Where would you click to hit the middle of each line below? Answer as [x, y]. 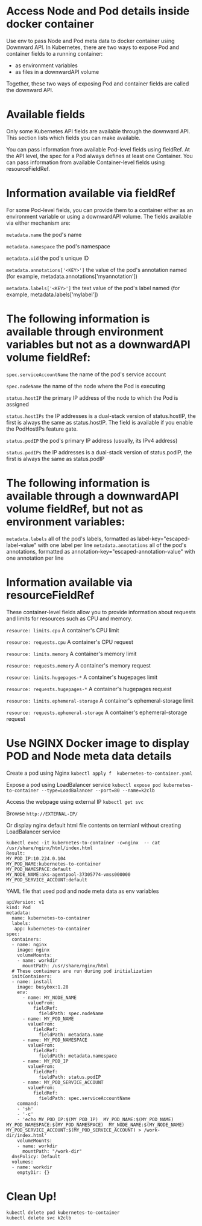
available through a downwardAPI [93, 496]
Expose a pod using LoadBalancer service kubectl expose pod [84, 784]
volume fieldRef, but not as [75, 509]
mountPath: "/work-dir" [52, 1151]
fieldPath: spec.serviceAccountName [84, 1098]
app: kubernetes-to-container [52, 929]
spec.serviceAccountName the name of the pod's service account [86, 374]
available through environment [85, 332]
